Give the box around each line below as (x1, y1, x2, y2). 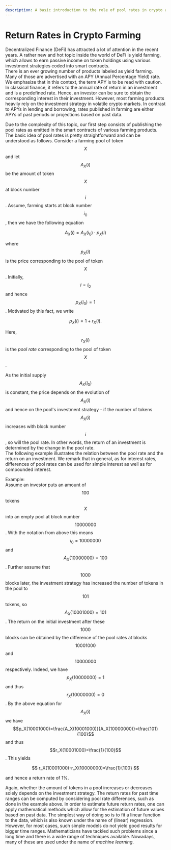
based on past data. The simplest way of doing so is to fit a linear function (5, 812, 161, 818)
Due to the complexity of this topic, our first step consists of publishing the (5, 121, 162, 128)
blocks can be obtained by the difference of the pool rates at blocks (5, 634, 148, 640)
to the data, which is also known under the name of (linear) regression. (5, 817, 154, 823)
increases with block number (5, 423, 66, 430)
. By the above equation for (5, 701, 63, 707)
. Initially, (5, 273, 24, 280)
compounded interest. (5, 466, 52, 472)
